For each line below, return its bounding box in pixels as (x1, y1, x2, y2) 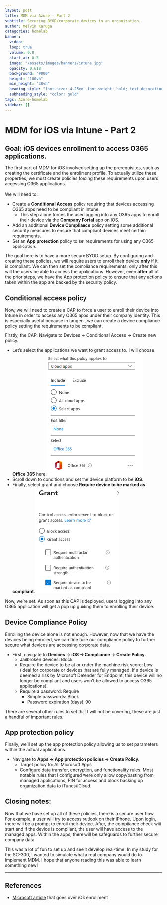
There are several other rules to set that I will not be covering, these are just (5, 709, 161, 714)
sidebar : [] (5, 102, 30, 107)
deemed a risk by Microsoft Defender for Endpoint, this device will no (19, 672, 162, 678)
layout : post (5, 8, 32, 13)
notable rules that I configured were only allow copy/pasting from (19, 772, 154, 778)
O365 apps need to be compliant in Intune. (12, 206, 100, 212)
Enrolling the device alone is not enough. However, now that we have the (5, 631, 154, 637)
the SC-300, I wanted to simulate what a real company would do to (5, 851, 142, 857)
